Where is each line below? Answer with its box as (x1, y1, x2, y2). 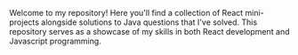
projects (9, 17, 40, 27)
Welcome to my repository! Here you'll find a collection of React (9, 8, 244, 18)
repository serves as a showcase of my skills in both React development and (9, 27, 290, 36)
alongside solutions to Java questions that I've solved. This (41, 17, 258, 27)
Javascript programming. (9, 35, 102, 46)
